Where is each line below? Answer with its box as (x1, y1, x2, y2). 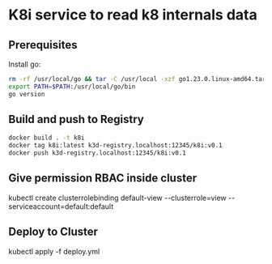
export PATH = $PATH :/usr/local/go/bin (8, 83, 136, 91)
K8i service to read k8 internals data (8, 6, 257, 24)
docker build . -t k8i (8, 134, 85, 143)
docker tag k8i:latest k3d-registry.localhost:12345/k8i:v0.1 (8, 142, 223, 150)
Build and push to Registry (8, 113, 144, 126)
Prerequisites (8, 38, 78, 52)
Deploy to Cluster (8, 225, 99, 239)
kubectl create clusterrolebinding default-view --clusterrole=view (8, 193, 227, 202)
